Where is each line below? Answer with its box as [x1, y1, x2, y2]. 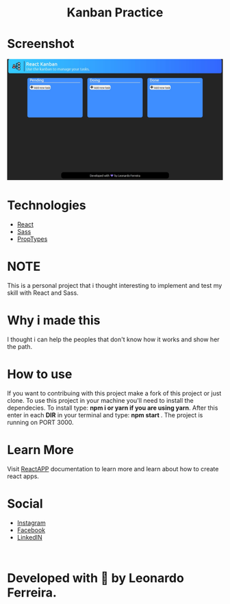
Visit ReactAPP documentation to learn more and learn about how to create [7, 464, 219, 473]
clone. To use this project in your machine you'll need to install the [7, 396, 194, 404]
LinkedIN [16, 533, 42, 541]
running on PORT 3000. [7, 418, 74, 426]
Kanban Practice [66, 5, 164, 21]
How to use [7, 367, 73, 382]
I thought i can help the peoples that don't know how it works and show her [7, 335, 220, 343]
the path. [7, 342, 33, 350]
